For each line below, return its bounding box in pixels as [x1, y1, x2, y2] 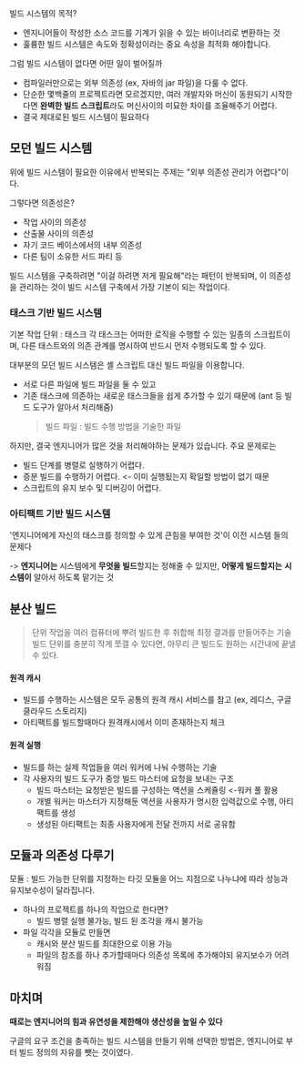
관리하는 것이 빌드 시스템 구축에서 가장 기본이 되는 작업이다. [18, 281, 230, 292]
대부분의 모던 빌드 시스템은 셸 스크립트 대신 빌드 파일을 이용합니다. [9, 360, 245, 371]
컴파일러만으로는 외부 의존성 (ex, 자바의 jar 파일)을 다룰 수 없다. [22, 77, 249, 88]
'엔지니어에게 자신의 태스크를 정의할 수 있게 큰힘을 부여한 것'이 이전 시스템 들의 [9, 530, 289, 541]
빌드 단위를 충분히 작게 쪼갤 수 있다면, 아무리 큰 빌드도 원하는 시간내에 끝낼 [31, 638, 297, 649]
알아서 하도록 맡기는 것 [33, 572, 115, 583]
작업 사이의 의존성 [22, 217, 86, 228]
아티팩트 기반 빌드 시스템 [9, 508, 111, 521]
